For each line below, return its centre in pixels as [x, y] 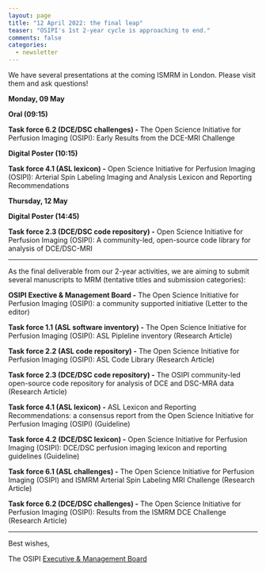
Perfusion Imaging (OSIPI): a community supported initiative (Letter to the [128, 303]
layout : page [30, 15]
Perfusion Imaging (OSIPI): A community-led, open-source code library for [129, 240]
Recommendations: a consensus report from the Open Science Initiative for [131, 416]
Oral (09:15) [28, 114]
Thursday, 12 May [38, 201]
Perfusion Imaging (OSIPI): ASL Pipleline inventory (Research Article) [120, 335]
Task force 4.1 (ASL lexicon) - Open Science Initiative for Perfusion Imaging [132, 169]
